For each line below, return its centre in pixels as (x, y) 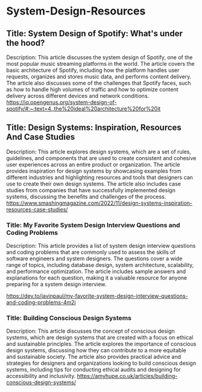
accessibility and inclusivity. (41, 376)
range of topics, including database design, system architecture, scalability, (100, 265)
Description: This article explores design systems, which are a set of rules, (99, 152)
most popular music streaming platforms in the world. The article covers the (100, 64)
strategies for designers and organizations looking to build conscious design (101, 363)
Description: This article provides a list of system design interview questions (101, 246)
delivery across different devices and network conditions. (78, 96)
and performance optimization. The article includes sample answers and (96, 272)
